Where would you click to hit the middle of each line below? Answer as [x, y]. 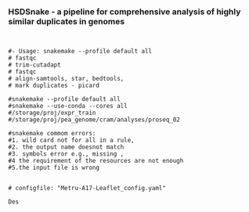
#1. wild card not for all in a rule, [71, 140]
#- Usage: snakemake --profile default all [80, 52]
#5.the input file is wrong [54, 168]
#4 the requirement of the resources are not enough [96, 161]
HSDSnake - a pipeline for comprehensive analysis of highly [125, 12]
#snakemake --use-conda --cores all [68, 106]
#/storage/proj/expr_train [52, 113]
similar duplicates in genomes [67, 21]
